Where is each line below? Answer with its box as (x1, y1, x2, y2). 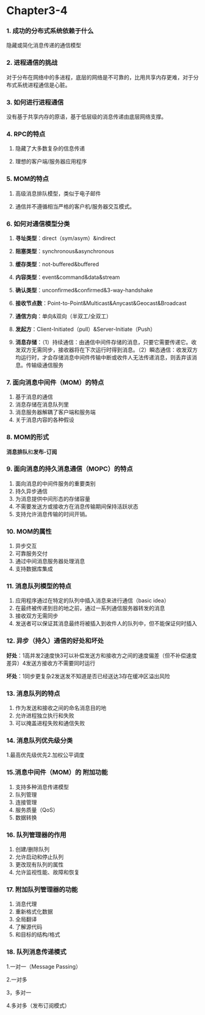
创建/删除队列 (15, 845, 50, 853)
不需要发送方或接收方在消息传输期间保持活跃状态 (15, 503, 138, 510)
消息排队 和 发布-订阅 (6, 448, 57, 456)
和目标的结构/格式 (15, 931, 60, 939)
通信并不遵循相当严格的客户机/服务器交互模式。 (15, 202, 135, 210)
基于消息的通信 (15, 393, 53, 400)
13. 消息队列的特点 (6, 689, 60, 698)
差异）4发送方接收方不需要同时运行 (6, 659, 96, 666)
